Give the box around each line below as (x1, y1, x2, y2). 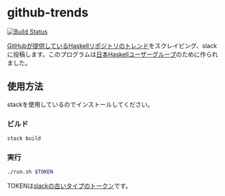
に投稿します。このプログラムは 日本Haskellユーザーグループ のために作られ (7, 50, 219, 58)
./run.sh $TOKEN (7, 169, 53, 175)
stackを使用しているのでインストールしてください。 (7, 100, 154, 108)
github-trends (7, 5, 89, 21)
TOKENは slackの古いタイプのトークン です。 (7, 182, 132, 190)
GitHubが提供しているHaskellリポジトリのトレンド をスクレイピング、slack (7, 41, 217, 49)
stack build (7, 135, 41, 142)
